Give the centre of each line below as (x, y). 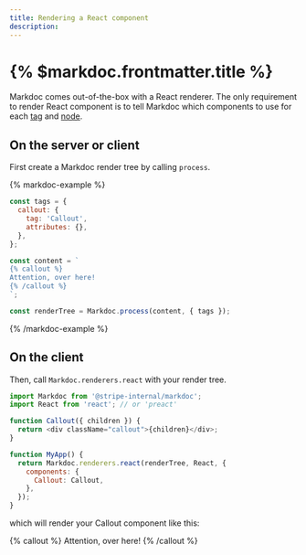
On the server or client (74, 145)
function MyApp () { (47, 454)
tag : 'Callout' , (57, 219)
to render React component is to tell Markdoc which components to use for (151, 107)
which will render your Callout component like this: (105, 523)
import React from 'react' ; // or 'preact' (94, 405)
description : (34, 27)
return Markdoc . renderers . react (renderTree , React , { (122, 463)
